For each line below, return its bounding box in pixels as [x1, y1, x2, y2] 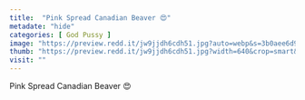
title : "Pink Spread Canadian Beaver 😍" [9, 13, 172, 23]
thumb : [9, 47, 34, 56]
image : [9, 38, 34, 48]
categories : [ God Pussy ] [9, 30, 112, 39]
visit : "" [9, 55, 47, 65]
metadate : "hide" [9, 22, 75, 31]
